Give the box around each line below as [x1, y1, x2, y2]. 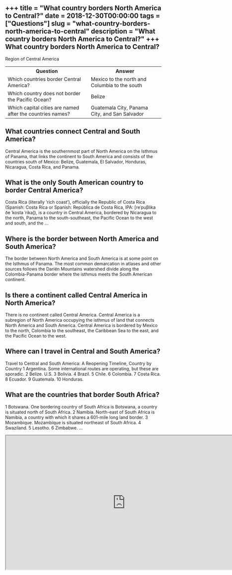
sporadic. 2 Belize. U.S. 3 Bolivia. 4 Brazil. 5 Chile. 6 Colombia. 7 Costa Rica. [5, 371, 161, 377]
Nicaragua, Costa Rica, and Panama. [5, 164, 80, 170]
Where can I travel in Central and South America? [5, 347, 161, 356]
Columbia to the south [91, 82, 142, 89]
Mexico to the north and [91, 75, 147, 82]
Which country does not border [7, 90, 81, 97]
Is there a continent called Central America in [5, 291, 148, 299]
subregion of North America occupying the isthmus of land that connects [5, 317, 155, 323]
